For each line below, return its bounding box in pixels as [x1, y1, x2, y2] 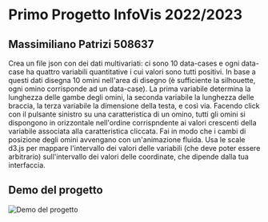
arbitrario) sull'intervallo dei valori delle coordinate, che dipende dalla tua [8, 152, 250, 161]
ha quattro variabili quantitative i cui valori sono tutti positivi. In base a [26, 67, 256, 77]
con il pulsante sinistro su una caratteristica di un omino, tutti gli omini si [8, 109, 246, 119]
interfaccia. [8, 161, 46, 169]
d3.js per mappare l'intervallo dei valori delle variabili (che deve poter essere [8, 144, 261, 153]
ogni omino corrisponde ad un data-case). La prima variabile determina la [8, 84, 251, 93]
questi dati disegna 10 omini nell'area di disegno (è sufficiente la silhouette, [8, 76, 256, 85]
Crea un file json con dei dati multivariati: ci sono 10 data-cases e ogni [8, 58, 240, 68]
